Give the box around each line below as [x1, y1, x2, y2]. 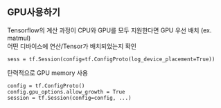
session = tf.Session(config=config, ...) [7, 94, 132, 101]
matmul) [7, 34, 31, 42]
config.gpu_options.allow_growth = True [7, 88, 126, 95]
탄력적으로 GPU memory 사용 [7, 68, 89, 77]
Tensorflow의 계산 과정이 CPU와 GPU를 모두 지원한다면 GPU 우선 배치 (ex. [7, 26, 212, 34]
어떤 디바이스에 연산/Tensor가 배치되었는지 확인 [7, 42, 137, 50]
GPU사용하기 [7, 6, 61, 19]
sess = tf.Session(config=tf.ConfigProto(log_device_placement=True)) [7, 56, 215, 63]
